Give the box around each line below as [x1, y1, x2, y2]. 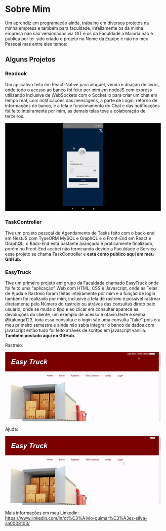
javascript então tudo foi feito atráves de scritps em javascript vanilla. [5, 327, 147, 333]
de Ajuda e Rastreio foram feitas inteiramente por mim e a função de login [5, 291, 156, 296]
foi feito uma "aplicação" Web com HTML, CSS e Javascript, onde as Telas [5, 285, 158, 291]
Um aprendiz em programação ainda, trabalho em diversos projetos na [5, 20, 149, 26]
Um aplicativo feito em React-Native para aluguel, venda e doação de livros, [5, 81, 160, 87]
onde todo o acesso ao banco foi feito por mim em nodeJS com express [5, 87, 152, 93]
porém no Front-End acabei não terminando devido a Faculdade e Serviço [5, 245, 156, 251]
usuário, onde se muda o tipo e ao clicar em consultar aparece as [5, 306, 139, 312]
